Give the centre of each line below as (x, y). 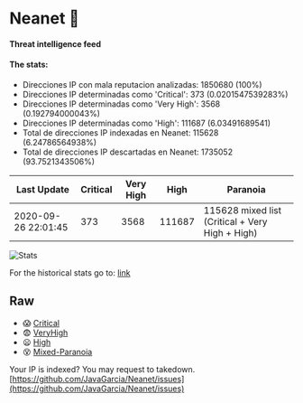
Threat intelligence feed (55, 43)
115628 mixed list (243, 210)
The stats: (29, 65)
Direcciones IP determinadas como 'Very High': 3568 (121, 104)
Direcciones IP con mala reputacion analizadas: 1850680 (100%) (142, 84)
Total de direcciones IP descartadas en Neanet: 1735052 (127, 152)
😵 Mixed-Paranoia (57, 351)
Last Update (43, 189)
